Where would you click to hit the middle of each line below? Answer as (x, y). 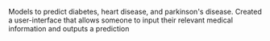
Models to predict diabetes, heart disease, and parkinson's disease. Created (135, 12)
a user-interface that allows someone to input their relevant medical (121, 20)
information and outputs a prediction (69, 29)
